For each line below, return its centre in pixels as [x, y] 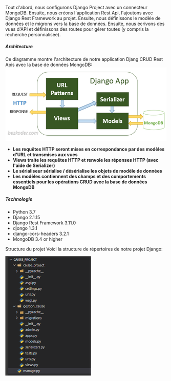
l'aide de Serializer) [34, 165]
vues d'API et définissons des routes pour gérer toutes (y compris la [77, 29]
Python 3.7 [24, 212]
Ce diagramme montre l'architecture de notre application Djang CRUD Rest [84, 59]
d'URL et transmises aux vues [45, 155]
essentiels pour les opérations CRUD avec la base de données [80, 182]
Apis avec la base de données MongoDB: [49, 65]
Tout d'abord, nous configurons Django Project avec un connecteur [76, 7]
